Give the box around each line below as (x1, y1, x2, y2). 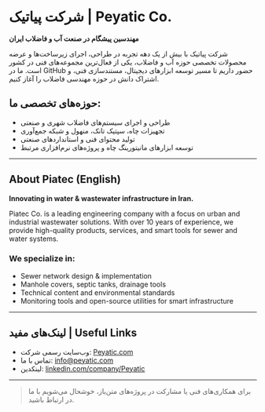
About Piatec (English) (9, 173, 121, 186)
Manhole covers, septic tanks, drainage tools (20, 279, 167, 289)
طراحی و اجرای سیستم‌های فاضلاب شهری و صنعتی (20, 118, 171, 127)
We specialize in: (9, 253, 75, 264)
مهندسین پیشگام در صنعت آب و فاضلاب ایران (9, 34, 140, 43)
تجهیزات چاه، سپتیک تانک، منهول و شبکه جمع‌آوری (20, 126, 165, 135)
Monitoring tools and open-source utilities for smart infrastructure (20, 296, 234, 305)
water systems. (9, 234, 59, 243)
